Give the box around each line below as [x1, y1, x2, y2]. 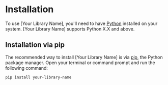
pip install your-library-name [5, 75, 72, 80]
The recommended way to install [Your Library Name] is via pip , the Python [5, 54, 163, 60]
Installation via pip [5, 41, 65, 49]
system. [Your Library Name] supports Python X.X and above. [5, 25, 135, 32]
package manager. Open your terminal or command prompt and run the [5, 60, 155, 66]
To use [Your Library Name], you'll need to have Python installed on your [5, 20, 158, 26]
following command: [5, 65, 48, 71]
